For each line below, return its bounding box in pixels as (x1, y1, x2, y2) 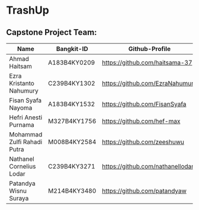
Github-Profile (128, 45, 171, 53)
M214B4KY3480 (48, 187, 97, 195)
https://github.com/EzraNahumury (101, 79, 197, 87)
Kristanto (9, 79, 34, 87)
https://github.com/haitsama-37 (101, 59, 192, 66)
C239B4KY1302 (48, 79, 96, 87)
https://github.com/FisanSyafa (101, 100, 187, 108)
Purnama (9, 121, 34, 129)
